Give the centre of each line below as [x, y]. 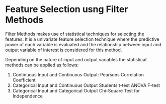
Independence [27, 96]
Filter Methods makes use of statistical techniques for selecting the [75, 34]
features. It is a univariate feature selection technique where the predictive [82, 39]
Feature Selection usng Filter [67, 9]
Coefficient [24, 80]
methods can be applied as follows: [42, 65]
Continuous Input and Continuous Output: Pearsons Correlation [78, 74]
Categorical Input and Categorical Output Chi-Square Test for [76, 90]
